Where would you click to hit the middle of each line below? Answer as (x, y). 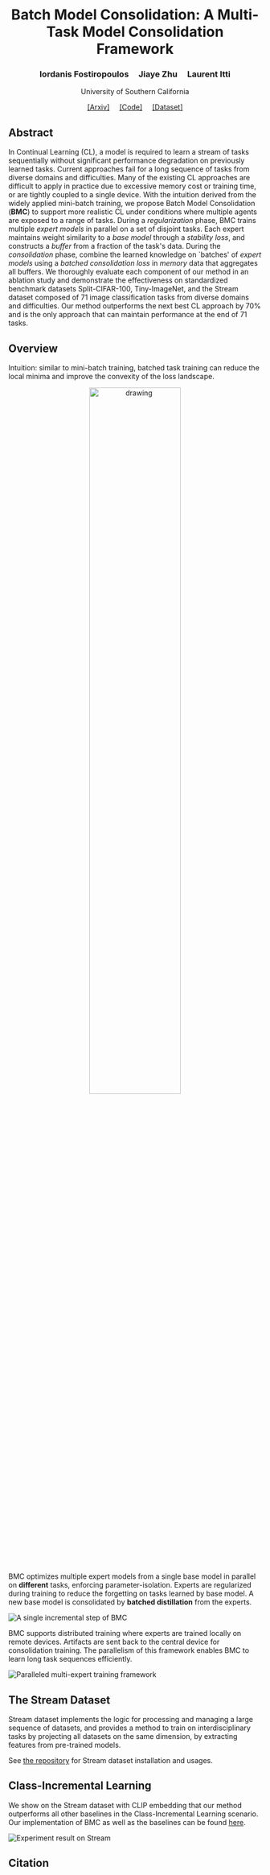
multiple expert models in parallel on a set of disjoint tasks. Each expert (126, 229)
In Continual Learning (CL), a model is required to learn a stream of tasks (129, 152)
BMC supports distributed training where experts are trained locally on (125, 1633)
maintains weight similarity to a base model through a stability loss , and (127, 237)
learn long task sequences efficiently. (70, 1659)
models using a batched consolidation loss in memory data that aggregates (133, 263)
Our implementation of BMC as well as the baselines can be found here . (127, 1822)
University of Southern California (135, 92)
